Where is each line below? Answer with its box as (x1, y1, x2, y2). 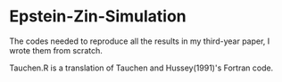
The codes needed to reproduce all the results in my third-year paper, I (9, 36, 270, 46)
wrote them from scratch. (9, 45, 103, 55)
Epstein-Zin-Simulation (9, 6, 187, 27)
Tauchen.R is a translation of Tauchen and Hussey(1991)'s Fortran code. (9, 62, 274, 73)
